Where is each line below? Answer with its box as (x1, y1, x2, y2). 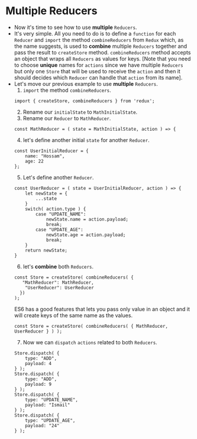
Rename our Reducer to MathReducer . (22, 114, 111, 122)
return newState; (25, 247, 67, 253)
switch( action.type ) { (25, 206, 86, 212)
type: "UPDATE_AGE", (25, 417, 76, 424)
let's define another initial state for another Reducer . (22, 136, 150, 143)
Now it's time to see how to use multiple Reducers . (14, 24, 137, 31)
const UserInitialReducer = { (14, 148, 89, 154)
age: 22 (25, 158, 44, 164)
